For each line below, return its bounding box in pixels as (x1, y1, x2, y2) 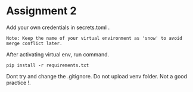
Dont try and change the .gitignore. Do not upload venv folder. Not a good (6, 72, 188, 80)
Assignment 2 (6, 4, 77, 18)
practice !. (6, 79, 31, 86)
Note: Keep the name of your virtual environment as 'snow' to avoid (6, 35, 183, 41)
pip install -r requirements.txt (6, 62, 89, 68)
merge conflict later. (6, 40, 63, 46)
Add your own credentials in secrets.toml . (6, 24, 110, 31)
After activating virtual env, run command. (6, 50, 110, 58)
